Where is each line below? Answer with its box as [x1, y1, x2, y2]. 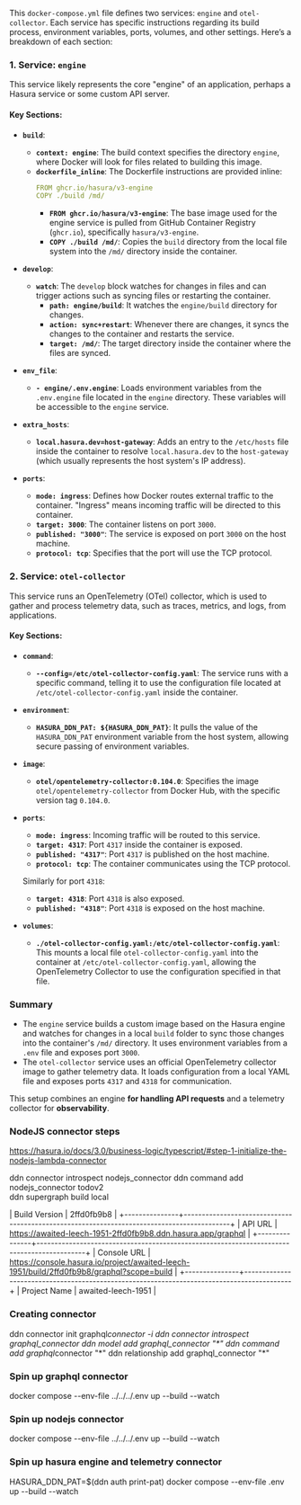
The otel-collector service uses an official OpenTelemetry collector [22, 1056, 277, 1068]
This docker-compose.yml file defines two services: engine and [9, 8, 238, 18]
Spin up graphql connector [9, 1370, 128, 1383]
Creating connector [9, 1308, 97, 1321]
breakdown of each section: [9, 36, 113, 47]
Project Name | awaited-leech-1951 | [21, 1286, 157, 1296]
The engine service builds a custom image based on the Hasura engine [22, 1019, 286, 1029]
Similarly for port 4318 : [22, 876, 105, 886]
